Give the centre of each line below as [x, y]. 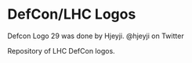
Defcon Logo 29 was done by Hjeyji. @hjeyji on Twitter [96, 36]
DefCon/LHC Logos [72, 14]
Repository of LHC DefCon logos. [61, 51]
